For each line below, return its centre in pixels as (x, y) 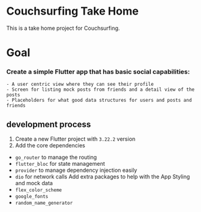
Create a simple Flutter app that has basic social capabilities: (98, 72)
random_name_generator (44, 203)
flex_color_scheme (38, 190)
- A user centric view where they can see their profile (80, 84)
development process (49, 124)
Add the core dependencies (50, 146)
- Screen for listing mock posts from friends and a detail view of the (100, 90)
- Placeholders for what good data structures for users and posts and (99, 101)
